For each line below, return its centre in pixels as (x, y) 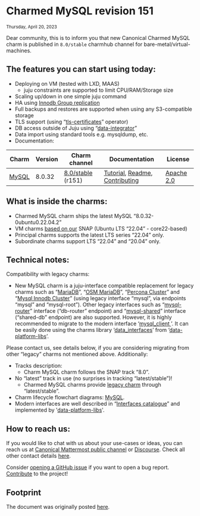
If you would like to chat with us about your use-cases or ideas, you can (94, 443)
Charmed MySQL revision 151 (80, 11)
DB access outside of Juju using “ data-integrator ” (76, 128)
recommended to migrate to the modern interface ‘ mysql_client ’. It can (101, 324)
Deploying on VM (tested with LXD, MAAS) (67, 83)
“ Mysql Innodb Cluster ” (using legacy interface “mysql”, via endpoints (100, 299)
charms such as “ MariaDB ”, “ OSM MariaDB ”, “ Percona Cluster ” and (97, 292)
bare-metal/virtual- (167, 44)
